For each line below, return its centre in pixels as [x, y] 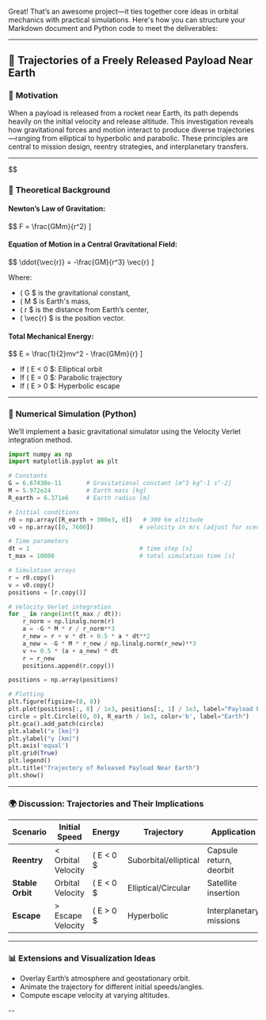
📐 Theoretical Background [59, 189]
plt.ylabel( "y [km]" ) [44, 739]
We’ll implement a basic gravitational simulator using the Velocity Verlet [125, 431]
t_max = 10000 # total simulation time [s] [122, 556]
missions [224, 921]
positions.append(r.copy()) [68, 666]
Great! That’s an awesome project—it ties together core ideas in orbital [123, 11]
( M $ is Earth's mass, [55, 301]
